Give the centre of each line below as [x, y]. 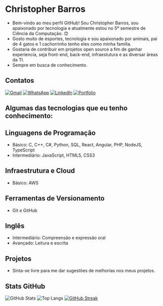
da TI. [18, 60]
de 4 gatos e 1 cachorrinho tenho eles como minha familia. [72, 44]
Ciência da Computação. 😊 [40, 33]
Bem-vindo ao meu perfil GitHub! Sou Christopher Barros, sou [75, 23]
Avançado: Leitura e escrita [40, 243]
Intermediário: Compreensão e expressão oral [59, 238]
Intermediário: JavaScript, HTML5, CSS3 [54, 155]
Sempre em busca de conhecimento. [50, 65]
